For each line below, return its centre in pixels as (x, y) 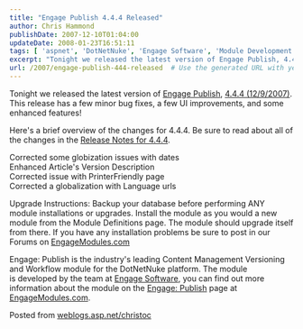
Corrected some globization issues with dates (95, 157)
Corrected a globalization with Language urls (93, 186)
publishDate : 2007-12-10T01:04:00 (74, 34)
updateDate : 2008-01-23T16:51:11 (72, 43)
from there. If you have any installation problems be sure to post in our (140, 232)
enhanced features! (46, 113)
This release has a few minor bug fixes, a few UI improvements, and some (147, 103)
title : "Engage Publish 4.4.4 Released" (87, 18)
